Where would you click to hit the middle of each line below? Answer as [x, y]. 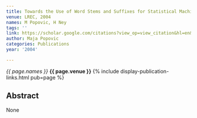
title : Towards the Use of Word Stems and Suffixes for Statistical [91, 11]
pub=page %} [47, 77]
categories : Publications [38, 44]
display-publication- [144, 71]
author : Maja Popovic [33, 39]
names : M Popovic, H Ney [36, 22]
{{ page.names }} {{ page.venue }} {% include [62, 71]
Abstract [23, 96]
